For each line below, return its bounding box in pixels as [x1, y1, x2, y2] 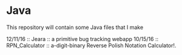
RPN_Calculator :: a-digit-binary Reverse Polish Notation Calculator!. [6, 42, 177, 49]
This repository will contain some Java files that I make [6, 24, 144, 31]
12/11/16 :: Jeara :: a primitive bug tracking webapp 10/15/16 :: [6, 35, 159, 42]
